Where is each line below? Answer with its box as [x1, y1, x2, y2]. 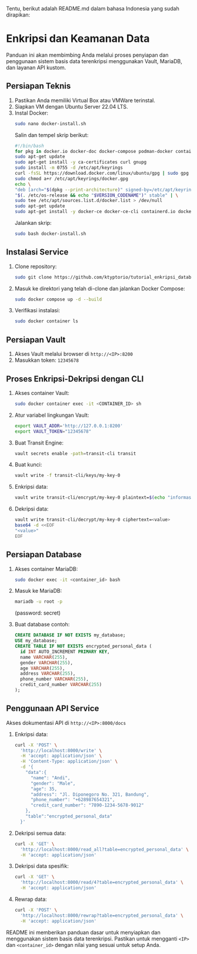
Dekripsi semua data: [14, 829, 66, 837]
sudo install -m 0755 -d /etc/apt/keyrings [14, 165, 123, 171]
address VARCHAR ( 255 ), [20, 671, 76, 677]
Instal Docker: [14, 109, 49, 116]
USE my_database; [14, 638, 58, 644]
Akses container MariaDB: [14, 565, 78, 572]
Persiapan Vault [6, 335, 66, 345]
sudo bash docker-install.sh [14, 231, 86, 237]
